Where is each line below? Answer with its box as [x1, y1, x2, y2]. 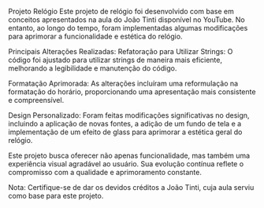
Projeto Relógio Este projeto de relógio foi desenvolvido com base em [8, 7, 234, 16]
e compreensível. [8, 96, 65, 104]
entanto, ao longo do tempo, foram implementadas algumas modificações [8, 24, 248, 32]
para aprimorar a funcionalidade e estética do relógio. [8, 31, 183, 41]
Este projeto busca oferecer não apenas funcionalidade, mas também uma [8, 151, 251, 160]
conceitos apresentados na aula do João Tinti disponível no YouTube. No [8, 15, 246, 24]
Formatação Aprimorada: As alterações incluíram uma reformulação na [8, 78, 239, 88]
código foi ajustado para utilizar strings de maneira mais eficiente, [8, 55, 223, 64]
